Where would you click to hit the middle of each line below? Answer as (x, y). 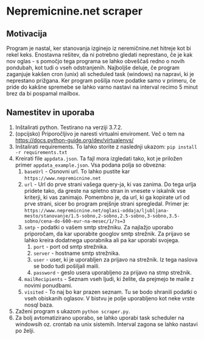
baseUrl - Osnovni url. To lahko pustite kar (77, 171)
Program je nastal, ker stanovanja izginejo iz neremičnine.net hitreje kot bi (99, 48)
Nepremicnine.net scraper (75, 11)
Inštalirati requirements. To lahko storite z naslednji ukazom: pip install (106, 147)
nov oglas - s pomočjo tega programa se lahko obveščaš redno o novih (96, 61)
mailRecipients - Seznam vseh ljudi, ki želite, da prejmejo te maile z (109, 279)
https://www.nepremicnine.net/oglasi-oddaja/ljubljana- (97, 210)
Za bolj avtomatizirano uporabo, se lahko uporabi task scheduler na (100, 317)
